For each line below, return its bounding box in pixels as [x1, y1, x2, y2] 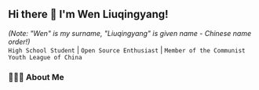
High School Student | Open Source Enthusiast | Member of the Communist [8, 45, 246, 55]
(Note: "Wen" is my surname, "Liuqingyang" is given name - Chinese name [8, 28, 252, 38]
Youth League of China [8, 53, 82, 61]
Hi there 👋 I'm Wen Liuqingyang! [8, 8, 169, 21]
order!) [8, 37, 31, 46]
